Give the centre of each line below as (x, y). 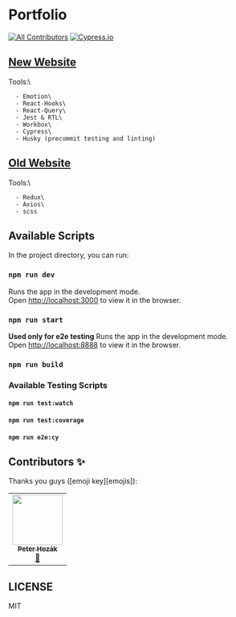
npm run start (36, 320)
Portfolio (38, 15)
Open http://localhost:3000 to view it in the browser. (95, 300)
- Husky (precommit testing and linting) (86, 138)
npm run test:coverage (46, 420)
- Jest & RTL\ (39, 117)
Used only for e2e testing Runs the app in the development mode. (118, 336)
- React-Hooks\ (41, 103)
